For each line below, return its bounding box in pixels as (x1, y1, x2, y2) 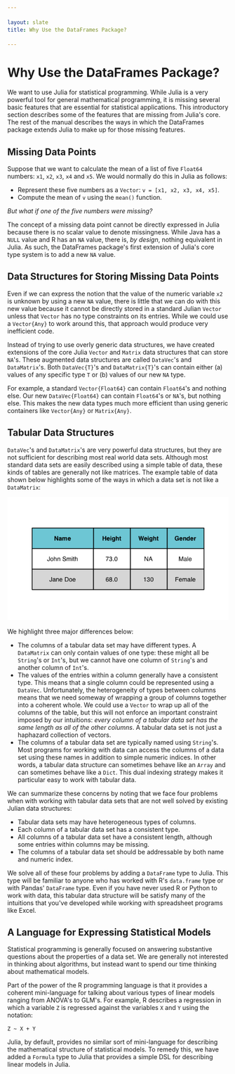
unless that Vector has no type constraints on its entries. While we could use (7, 312, 229, 320)
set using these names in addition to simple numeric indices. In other (17, 753, 217, 762)
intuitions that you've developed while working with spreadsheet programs (7, 898, 223, 907)
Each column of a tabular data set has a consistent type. (17, 825, 180, 833)
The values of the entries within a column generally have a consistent (17, 671, 219, 679)
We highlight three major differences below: (7, 627, 134, 636)
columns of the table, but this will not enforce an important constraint (17, 708, 217, 716)
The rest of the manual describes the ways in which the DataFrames (7, 118, 205, 127)
